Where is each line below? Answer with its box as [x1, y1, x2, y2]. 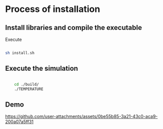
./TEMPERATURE [14, 86, 43, 92]
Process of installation [5, 3, 100, 15]
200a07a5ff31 [5, 119, 34, 125]
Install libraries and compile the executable [5, 23, 142, 32]
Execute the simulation [5, 64, 78, 73]
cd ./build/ [14, 82, 39, 87]
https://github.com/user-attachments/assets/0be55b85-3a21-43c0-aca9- [5, 114, 158, 120]
